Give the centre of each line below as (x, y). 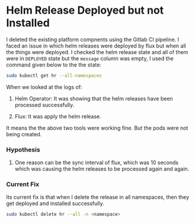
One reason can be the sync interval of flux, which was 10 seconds (97, 163)
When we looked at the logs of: (44, 87)
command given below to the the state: (54, 65)
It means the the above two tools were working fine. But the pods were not (97, 128)
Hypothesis (23, 149)
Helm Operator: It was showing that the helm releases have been (94, 98)
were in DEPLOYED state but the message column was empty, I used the (90, 58)
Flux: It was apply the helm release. (58, 116)
